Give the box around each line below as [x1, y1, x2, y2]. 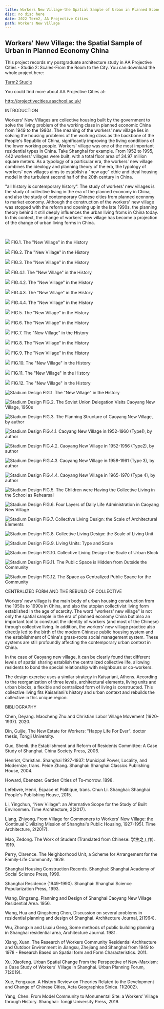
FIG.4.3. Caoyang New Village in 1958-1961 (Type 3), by [42, 458, 155, 464]
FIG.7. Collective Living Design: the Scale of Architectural [42, 516, 157, 522]
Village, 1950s [5, 404, 33, 410]
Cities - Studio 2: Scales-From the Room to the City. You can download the [5, 64, 155, 71]
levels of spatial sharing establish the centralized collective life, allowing [5, 659, 150, 665]
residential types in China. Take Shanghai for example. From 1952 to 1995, [5, 148, 154, 154]
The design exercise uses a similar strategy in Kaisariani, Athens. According [5, 674, 158, 680]
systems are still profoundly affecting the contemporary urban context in [5, 640, 151, 646]
